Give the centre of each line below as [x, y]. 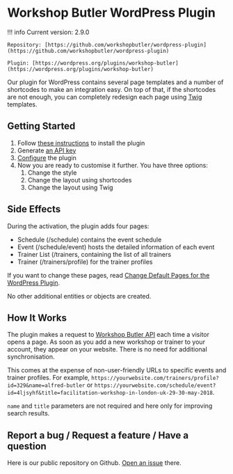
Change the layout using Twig [70, 187]
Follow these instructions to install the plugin [81, 143]
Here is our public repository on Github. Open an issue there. [95, 463]
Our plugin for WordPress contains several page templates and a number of [115, 82]
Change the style [52, 173]
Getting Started [41, 126]
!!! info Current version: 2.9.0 [48, 32]
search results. [29, 413]
